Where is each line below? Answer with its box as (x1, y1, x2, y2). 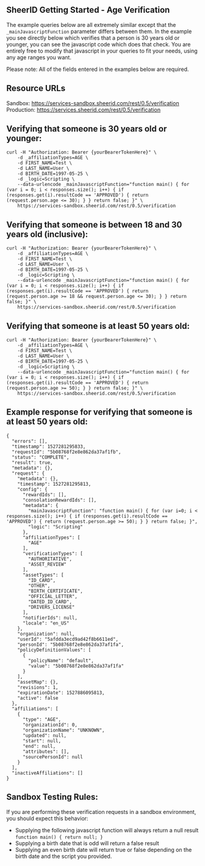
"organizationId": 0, (22, 722, 78, 728)
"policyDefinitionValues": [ (17, 646, 92, 653)
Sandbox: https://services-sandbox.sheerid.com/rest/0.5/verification (6, 99, 179, 106)
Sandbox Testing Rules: (6, 792, 99, 802)
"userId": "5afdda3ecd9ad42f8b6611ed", (17, 636, 119, 642)
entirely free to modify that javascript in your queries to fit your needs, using (6, 47, 198, 54)
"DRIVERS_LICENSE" (28, 604, 75, 610)
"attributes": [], (22, 749, 70, 755)
